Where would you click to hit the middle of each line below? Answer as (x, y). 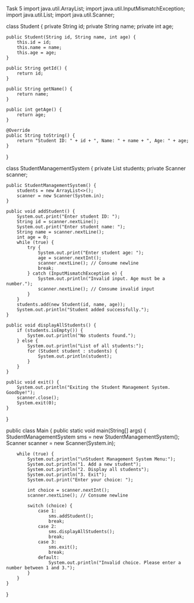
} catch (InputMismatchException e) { (75, 273)
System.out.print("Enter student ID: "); (68, 217)
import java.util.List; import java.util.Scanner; (60, 15)
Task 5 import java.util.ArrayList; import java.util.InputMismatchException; (96, 9)
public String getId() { (37, 68)
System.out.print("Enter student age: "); (91, 253)
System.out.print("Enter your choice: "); (80, 480)
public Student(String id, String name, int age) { (71, 37)
